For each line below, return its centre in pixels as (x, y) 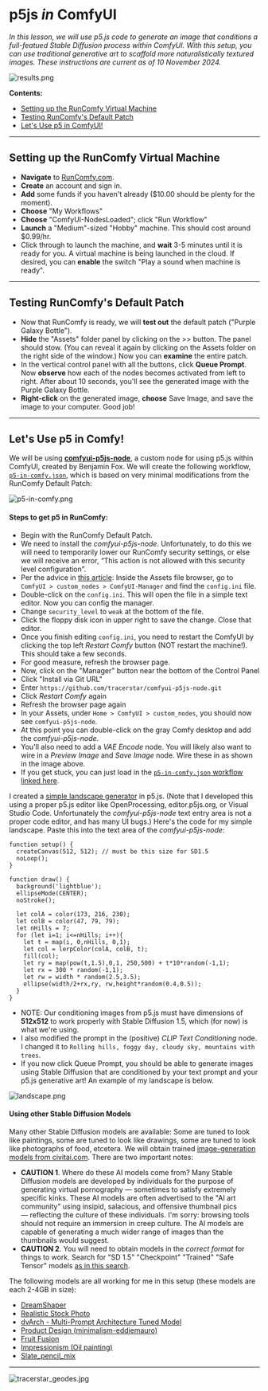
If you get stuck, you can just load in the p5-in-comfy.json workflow (132, 772)
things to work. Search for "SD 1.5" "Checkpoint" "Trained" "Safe (127, 1257)
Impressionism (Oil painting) (67, 1347)
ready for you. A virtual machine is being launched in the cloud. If (128, 253)
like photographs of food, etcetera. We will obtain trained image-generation (132, 1148)
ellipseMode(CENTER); (52, 893)
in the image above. (53, 763)
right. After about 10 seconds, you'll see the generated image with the (135, 381)
